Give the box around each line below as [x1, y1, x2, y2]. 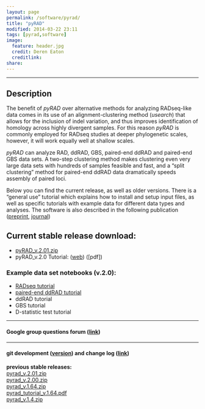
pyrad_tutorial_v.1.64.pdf [6, 389, 67, 396]
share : [6, 60, 23, 66]
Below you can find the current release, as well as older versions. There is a [6, 187, 197, 194]
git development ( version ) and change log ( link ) [6, 350, 130, 357]
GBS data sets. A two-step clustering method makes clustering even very [6, 155, 191, 163]
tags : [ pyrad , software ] [6, 32, 67, 38]
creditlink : [12, 54, 43, 61]
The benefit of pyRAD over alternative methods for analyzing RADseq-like [6, 105, 192, 112]
